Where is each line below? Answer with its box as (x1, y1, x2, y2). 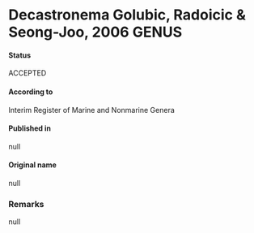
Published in (8, 123, 51, 133)
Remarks (8, 198, 44, 209)
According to (8, 87, 53, 97)
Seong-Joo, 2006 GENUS (8, 23, 183, 41)
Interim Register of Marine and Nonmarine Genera (8, 105, 176, 114)
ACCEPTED (8, 68, 47, 78)
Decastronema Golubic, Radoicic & (8, 6, 247, 24)
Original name (8, 160, 57, 170)
